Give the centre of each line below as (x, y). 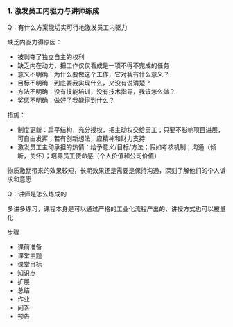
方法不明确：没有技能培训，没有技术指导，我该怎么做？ (96, 92)
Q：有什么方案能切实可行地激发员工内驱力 (67, 27)
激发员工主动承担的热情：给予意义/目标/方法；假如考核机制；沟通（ (113, 147)
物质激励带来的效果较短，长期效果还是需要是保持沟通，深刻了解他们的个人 (113, 171)
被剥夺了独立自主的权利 (51, 57)
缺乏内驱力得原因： (35, 42)
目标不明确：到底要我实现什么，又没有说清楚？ (84, 83)
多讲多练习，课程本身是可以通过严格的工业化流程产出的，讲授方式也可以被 (113, 209)
